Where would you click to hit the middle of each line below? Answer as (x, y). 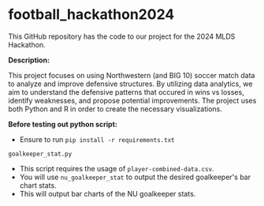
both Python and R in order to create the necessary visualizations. (115, 109)
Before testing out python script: (63, 124)
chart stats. (38, 185)
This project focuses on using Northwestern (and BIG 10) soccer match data (132, 75)
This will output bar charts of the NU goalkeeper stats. (108, 193)
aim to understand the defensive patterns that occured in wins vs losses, (126, 92)
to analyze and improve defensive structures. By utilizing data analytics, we (130, 84)
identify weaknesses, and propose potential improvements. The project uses (132, 100)
